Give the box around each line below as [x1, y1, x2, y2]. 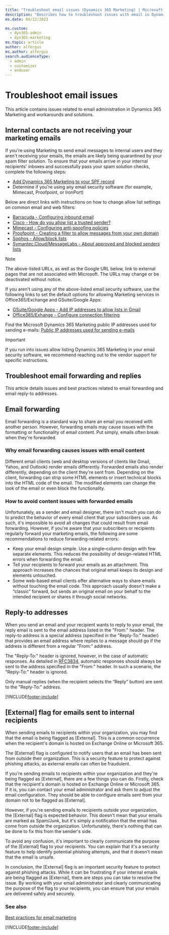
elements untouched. [12, 572, 57, 579]
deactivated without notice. [5, 276, 62, 282]
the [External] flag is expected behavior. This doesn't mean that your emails [5, 812, 162, 818]
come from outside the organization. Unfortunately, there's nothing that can [5, 823, 162, 829]
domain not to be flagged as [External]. [5, 797, 87, 803]
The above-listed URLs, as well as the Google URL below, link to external [5, 265, 156, 272]
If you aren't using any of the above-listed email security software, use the [5, 286, 160, 292]
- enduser [10, 68, 30, 73]
